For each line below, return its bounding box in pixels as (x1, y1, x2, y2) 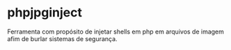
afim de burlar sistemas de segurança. (7, 34, 118, 42)
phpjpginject (7, 5, 82, 21)
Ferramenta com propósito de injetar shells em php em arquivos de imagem (7, 27, 225, 36)
